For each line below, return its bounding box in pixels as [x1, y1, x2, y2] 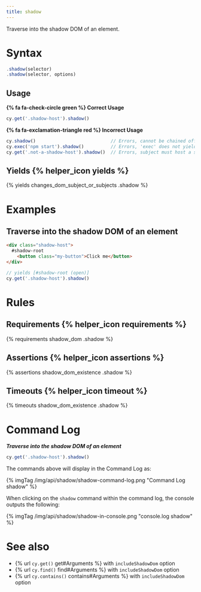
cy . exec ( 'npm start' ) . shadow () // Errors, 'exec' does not [6, 143, 181, 150]
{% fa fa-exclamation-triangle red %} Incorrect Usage [6, 126, 144, 134]
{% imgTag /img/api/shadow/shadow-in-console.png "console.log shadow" [6, 513, 193, 520]
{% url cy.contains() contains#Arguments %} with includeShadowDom [14, 573, 185, 580]
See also [6, 540, 50, 554]
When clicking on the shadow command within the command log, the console [6, 495, 194, 502]
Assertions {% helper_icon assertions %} [6, 353, 165, 363]
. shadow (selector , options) [6, 71, 77, 78]
